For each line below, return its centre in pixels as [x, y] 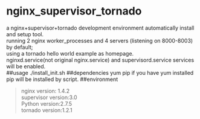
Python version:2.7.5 [47, 103]
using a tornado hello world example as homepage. [70, 53]
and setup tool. [25, 34]
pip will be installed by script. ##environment [62, 79]
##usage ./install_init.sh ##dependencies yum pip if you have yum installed [100, 72]
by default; [20, 47]
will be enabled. [26, 66]
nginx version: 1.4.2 [45, 91]
